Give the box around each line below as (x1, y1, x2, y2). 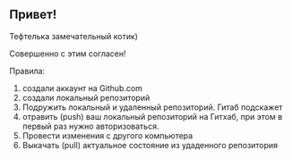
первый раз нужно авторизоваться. (21, 121, 159, 131)
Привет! (9, 7, 57, 22)
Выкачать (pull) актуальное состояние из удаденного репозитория (21, 139, 279, 150)
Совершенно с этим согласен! (9, 48, 127, 59)
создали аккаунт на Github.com (21, 82, 143, 93)
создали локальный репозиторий (21, 92, 150, 103)
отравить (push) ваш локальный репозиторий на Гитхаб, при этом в (21, 111, 283, 121)
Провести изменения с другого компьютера (21, 130, 193, 141)
